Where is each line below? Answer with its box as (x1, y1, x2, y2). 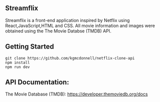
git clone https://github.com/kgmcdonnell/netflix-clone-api (5, 55, 135, 60)
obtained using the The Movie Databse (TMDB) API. (5, 27, 112, 34)
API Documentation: (5, 78, 69, 86)
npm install (5, 60, 30, 65)
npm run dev (5, 64, 30, 69)
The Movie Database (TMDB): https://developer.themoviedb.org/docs (5, 91, 148, 97)
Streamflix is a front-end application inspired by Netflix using (5, 17, 130, 23)
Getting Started (5, 42, 54, 51)
